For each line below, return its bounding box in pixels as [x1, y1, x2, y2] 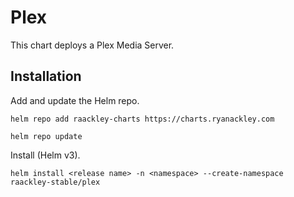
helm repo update [10, 131, 83, 141]
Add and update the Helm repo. [10, 94, 140, 106]
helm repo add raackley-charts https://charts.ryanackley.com [10, 114, 275, 124]
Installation [10, 68, 82, 85]
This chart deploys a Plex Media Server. [10, 39, 175, 51]
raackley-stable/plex [10, 177, 101, 187]
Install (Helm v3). [10, 149, 81, 161]
